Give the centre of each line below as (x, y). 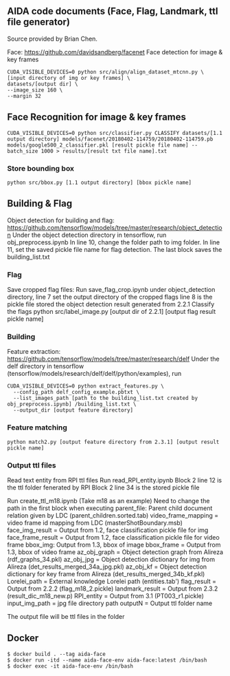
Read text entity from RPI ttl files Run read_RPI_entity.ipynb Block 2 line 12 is (114, 480)
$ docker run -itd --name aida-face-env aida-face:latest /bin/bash (107, 660)
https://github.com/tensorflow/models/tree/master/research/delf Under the (113, 359)
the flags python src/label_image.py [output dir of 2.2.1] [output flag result (112, 312)
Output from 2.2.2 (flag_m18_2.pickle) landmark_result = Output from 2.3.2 (113, 589)
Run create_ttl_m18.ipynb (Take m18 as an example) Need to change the (108, 500)
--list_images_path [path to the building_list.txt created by (105, 399)
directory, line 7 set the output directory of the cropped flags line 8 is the (110, 297)
